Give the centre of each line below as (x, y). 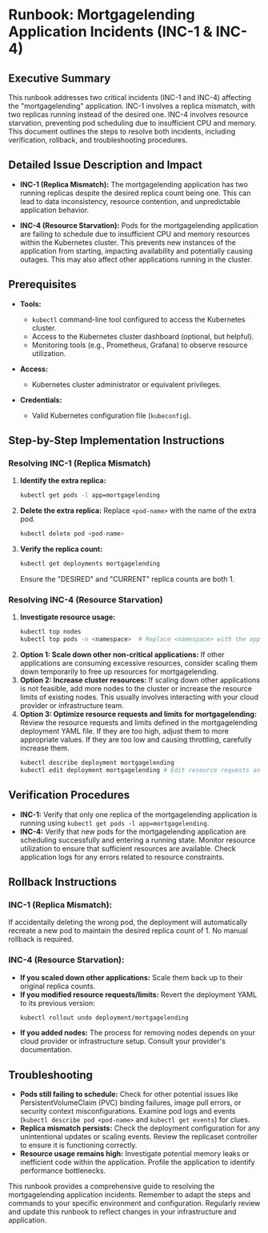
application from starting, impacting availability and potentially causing (136, 250)
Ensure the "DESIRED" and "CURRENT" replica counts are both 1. (127, 578)
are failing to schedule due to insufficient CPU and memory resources (135, 234)
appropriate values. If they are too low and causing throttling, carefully (136, 739)
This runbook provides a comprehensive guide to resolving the (112, 1187)
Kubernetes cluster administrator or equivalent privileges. (126, 384)
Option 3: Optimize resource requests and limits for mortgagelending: (138, 714)
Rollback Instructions (63, 882)
